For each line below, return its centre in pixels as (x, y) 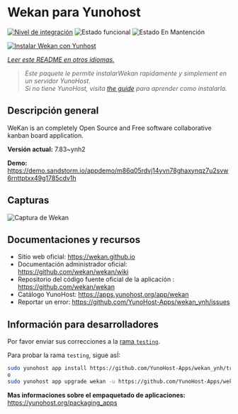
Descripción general (53, 111)
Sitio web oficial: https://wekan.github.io (76, 257)
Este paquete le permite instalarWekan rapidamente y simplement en (126, 73)
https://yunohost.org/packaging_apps (62, 403)
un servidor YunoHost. (57, 81)
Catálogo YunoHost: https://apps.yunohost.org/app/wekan (103, 295)
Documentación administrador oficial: (72, 264)
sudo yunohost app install (47, 369)
